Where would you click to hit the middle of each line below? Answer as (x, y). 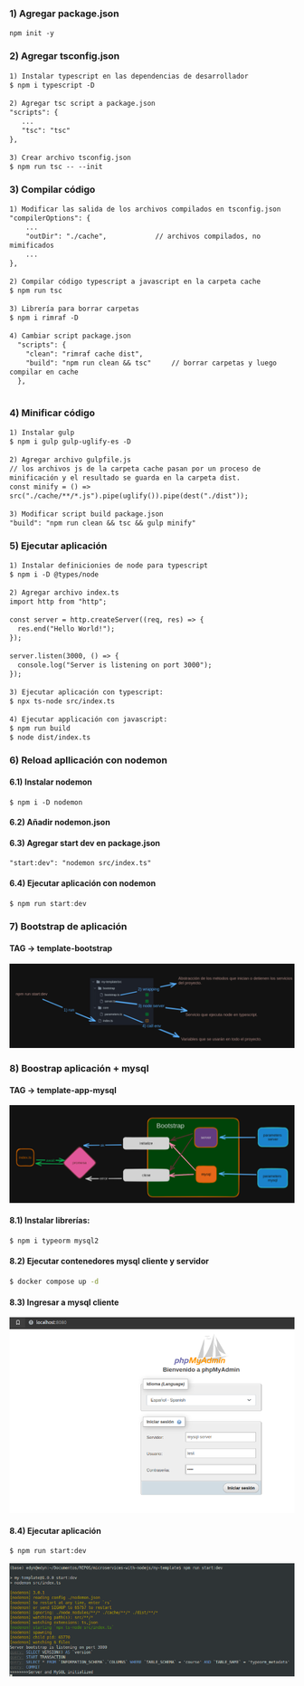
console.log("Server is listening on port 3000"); (115, 665)
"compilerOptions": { (50, 218)
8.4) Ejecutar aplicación (55, 1530)
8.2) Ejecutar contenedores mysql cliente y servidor (109, 1262)
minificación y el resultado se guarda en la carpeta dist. (125, 478)
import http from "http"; (58, 602)
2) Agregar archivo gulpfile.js (70, 460)
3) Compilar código (52, 189)
